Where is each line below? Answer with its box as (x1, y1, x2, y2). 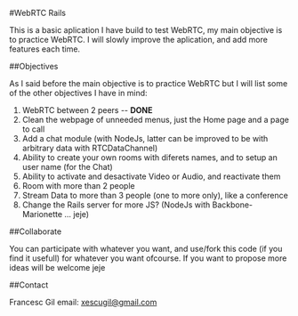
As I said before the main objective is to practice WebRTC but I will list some (9, 78, 288, 88)
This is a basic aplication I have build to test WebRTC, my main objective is (9, 25, 283, 35)
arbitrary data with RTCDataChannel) (21, 142, 158, 153)
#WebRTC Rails (9, 8, 67, 18)
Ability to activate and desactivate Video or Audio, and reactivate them (21, 171, 281, 182)
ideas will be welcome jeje (9, 263, 106, 272)
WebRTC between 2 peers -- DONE (21, 105, 153, 115)
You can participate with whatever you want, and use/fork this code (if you (9, 244, 283, 254)
